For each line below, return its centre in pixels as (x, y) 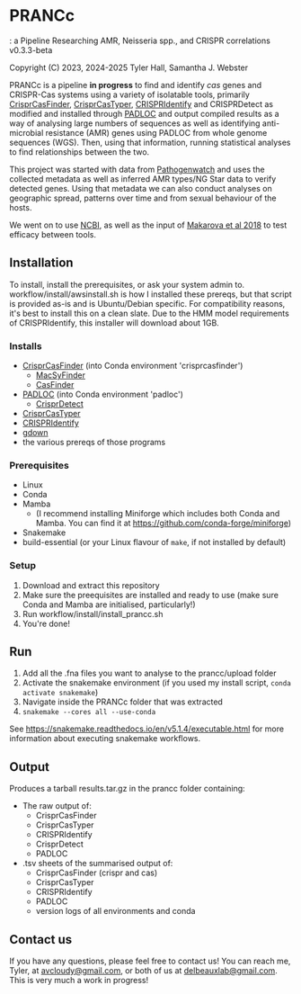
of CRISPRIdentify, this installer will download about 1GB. (115, 322)
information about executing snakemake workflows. (105, 739)
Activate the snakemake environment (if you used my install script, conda (157, 683)
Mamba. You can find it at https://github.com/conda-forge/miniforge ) (164, 524)
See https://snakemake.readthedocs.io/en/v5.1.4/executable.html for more (147, 729)
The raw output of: (57, 806)
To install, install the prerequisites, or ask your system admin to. (127, 284)
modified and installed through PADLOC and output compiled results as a (145, 113)
